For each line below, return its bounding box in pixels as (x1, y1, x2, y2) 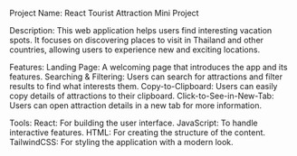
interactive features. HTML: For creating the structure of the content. (9, 127, 265, 138)
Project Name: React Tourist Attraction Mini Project (9, 8, 199, 18)
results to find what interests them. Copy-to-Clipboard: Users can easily (9, 81, 278, 91)
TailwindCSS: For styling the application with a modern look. (9, 137, 234, 147)
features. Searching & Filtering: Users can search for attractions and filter (9, 71, 283, 82)
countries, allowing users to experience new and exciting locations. (9, 44, 261, 55)
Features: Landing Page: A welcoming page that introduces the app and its (9, 62, 288, 72)
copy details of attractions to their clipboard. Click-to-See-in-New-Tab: (9, 90, 274, 101)
